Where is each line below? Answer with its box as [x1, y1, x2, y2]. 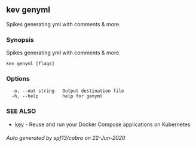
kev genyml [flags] [6, 61, 55, 67]
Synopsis [6, 35, 34, 44]
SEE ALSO [6, 107, 36, 115]
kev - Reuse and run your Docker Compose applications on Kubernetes [14, 121, 191, 128]
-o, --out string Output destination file [11, 88, 124, 94]
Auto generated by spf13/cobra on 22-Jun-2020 [6, 134, 125, 142]
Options [6, 75, 30, 83]
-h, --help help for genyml [11, 93, 103, 99]
